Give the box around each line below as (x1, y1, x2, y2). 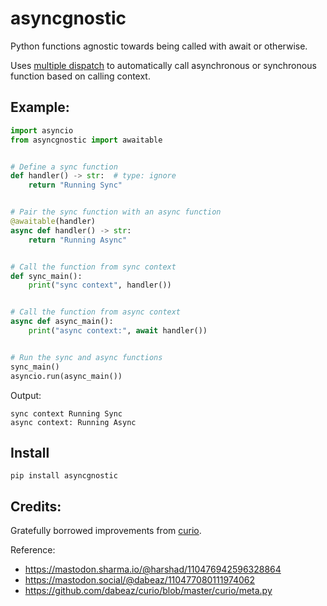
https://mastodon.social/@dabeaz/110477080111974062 (24, 574, 256, 586)
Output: (10, 389, 42, 401)
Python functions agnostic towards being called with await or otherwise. (10, 40, 308, 52)
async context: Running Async (10, 417, 137, 427)
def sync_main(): (10, 271, 83, 281)
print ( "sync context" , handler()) (28, 280, 172, 291)
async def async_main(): (10, 317, 114, 327)
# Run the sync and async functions (10, 352, 163, 362)
